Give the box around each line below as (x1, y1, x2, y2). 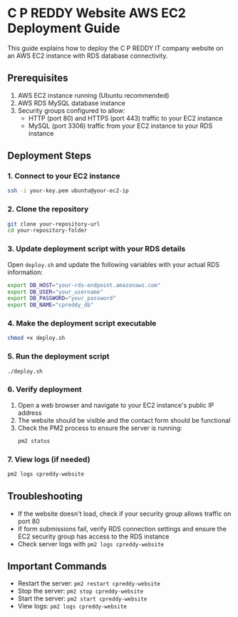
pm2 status (17, 437, 51, 444)
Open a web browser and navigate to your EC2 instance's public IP (17, 401, 214, 409)
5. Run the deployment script (7, 351, 110, 361)
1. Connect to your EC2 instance (7, 171, 120, 181)
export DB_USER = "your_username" (7, 288, 103, 296)
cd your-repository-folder (7, 227, 88, 234)
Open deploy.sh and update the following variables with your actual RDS (7, 260, 220, 269)
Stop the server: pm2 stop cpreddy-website (17, 587, 144, 596)
